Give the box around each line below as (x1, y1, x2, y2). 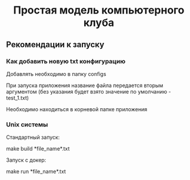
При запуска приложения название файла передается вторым (6, 82, 164, 89)
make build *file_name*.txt (6, 145, 70, 152)
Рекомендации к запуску (6, 39, 105, 49)
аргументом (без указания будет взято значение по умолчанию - (6, 88, 171, 95)
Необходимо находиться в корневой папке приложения (6, 105, 148, 112)
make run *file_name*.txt (6, 168, 66, 175)
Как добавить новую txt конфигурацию (6, 57, 126, 65)
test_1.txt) (6, 94, 29, 101)
